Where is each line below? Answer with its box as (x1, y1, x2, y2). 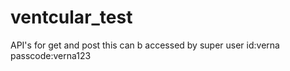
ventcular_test (10, 6, 133, 29)
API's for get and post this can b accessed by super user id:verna (10, 39, 280, 51)
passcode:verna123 (10, 49, 92, 61)
